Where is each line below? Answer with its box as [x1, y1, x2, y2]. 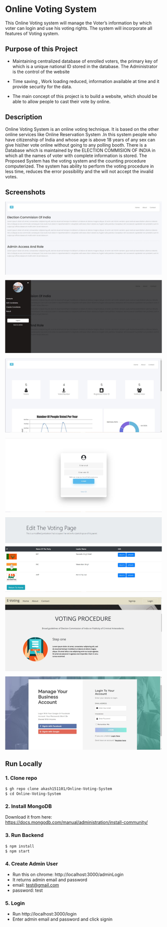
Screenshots [5, 188, 46, 196]
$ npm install [5, 843, 35, 848]
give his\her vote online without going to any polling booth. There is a [5, 142, 147, 148]
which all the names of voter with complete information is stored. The [5, 153, 148, 159]
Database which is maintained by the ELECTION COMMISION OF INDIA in [5, 147, 156, 153]
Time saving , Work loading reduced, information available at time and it [12, 78, 160, 84]
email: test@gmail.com [12, 882, 60, 888]
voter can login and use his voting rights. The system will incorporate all [5, 25, 153, 31]
